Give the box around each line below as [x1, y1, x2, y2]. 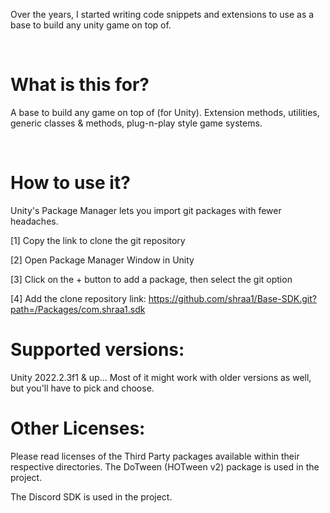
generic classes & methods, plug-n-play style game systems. [10, 117, 263, 129]
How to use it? [10, 172, 131, 194]
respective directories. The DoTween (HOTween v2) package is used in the [10, 460, 320, 473]
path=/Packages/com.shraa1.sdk [10, 303, 146, 315]
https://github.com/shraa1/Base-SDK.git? [148, 292, 317, 304]
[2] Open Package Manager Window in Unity [10, 254, 195, 266]
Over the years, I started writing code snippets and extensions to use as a [10, 9, 315, 20]
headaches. [10, 215, 59, 227]
